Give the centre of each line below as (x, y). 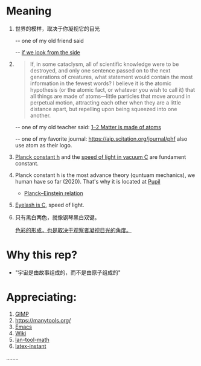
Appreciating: (42, 297)
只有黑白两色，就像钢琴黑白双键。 (57, 217)
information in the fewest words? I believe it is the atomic (101, 83)
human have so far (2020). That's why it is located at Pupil (88, 181)
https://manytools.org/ (43, 320)
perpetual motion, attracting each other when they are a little (105, 102)
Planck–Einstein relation (53, 193)
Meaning (29, 11)
